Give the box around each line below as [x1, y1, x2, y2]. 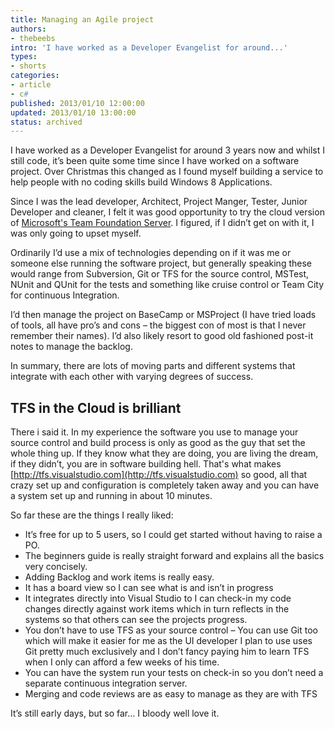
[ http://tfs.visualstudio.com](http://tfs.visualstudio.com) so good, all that [10, 469, 308, 481]
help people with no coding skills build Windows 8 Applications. [10, 176, 273, 188]
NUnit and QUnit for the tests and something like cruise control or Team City [10, 279, 325, 291]
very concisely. [24, 561, 88, 573]
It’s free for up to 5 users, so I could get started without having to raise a [24, 529, 323, 541]
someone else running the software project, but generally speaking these [10, 257, 312, 270]
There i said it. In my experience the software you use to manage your [10, 426, 299, 438]
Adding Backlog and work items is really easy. [24, 571, 215, 583]
